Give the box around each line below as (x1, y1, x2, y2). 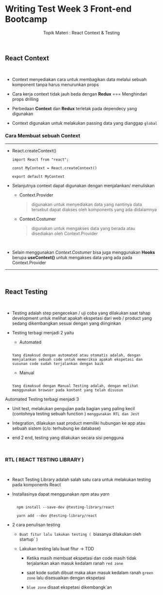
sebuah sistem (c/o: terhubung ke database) (12, 425, 101, 431)
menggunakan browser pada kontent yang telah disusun (12, 387, 123, 393)
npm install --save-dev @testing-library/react (16, 505, 115, 510)
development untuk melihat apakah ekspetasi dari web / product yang (12, 315, 152, 321)
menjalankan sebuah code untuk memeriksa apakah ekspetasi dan (12, 357, 143, 362)
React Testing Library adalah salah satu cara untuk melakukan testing (12, 477, 151, 482)
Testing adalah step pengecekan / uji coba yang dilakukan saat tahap (12, 310, 151, 316)
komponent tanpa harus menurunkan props (12, 82, 99, 87)
